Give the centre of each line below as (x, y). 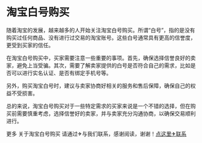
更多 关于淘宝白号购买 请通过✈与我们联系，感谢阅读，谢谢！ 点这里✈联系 (96, 133)
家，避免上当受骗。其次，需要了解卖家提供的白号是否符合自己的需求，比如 (98, 65)
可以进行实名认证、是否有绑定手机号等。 (61, 73)
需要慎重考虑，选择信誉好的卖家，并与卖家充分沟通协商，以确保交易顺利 (106, 113)
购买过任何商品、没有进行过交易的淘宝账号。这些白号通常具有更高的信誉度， (101, 37)
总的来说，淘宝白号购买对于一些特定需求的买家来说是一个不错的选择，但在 (98, 106)
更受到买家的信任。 (30, 45)
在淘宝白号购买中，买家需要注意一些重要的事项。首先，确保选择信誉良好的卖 (101, 58)
